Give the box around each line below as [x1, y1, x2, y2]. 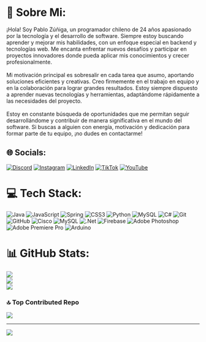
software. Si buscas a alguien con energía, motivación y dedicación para [6, 123, 190, 130]
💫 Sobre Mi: [6, 6, 66, 20]
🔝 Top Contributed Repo [6, 298, 80, 307]
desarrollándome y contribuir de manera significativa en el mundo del [6, 116, 182, 124]
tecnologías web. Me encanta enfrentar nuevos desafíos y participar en [6, 45, 187, 53]
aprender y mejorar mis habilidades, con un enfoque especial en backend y [6, 39, 197, 46]
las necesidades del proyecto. [6, 97, 82, 105]
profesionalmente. [6, 58, 52, 65]
